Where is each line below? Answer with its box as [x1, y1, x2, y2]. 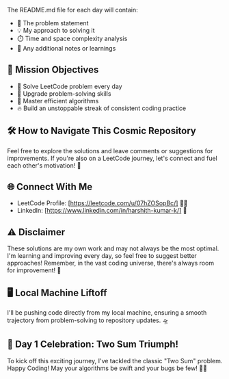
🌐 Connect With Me [7, 181, 93, 193]
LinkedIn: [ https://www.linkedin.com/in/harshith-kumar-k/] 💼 [16, 207, 187, 215]
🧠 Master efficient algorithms [16, 96, 99, 105]
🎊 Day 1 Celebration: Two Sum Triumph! [7, 339, 179, 350]
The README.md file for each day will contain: [7, 6, 138, 14]
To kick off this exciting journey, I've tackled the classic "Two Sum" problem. [7, 356, 223, 365]
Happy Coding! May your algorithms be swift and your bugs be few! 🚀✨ [7, 364, 207, 372]
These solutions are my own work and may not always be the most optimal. [7, 244, 219, 252]
